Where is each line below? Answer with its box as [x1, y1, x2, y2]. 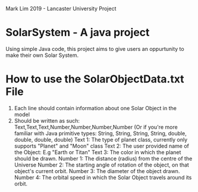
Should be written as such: [14, 117, 80, 124]
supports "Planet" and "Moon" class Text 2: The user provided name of [14, 142, 190, 149]
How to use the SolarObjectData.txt [5, 72, 185, 86]
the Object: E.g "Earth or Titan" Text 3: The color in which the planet [14, 148, 181, 156]
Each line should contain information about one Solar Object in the [14, 104, 177, 111]
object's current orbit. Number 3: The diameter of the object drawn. [14, 167, 180, 174]
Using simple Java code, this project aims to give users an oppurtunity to [5, 45, 185, 52]
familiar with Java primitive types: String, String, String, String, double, [14, 130, 187, 137]
